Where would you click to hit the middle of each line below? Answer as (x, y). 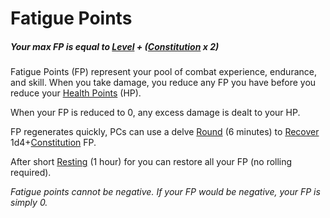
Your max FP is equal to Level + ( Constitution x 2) (115, 46)
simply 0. (29, 203)
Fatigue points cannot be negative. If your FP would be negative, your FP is (165, 192)
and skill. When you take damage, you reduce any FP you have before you (163, 83)
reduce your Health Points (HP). (76, 93)
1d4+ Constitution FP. (53, 143)
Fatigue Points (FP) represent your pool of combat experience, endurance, (163, 72)
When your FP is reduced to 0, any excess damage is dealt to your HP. (155, 113)
